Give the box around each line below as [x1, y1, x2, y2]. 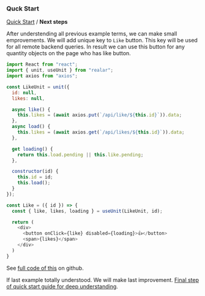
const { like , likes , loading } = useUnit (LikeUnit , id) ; [12, 208, 163, 214]
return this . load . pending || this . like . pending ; [17, 151, 144, 157]
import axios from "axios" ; [6, 73, 78, 79]
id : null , [12, 89, 37, 96]
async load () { [12, 124, 51, 130]
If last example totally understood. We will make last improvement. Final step [6, 276, 199, 283]
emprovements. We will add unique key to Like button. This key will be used [6, 37, 198, 44]
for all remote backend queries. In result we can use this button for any [6, 43, 185, 50]
